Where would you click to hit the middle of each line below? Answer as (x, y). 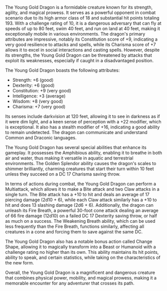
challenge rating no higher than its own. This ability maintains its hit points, (82, 252)
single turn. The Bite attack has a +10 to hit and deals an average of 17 (77, 194)
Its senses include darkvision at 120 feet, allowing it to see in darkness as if (82, 116)
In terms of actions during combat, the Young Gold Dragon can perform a (81, 184)
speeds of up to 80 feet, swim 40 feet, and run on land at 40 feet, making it (83, 29)
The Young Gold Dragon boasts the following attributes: (62, 70)
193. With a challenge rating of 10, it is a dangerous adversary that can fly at (83, 23)
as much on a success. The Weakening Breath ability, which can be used (80, 221)
